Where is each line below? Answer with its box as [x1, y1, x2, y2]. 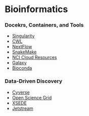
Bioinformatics [5, 4, 68, 15]
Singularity [12, 33, 35, 39]
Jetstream [12, 105, 33, 111]
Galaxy [12, 60, 27, 66]
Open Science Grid [12, 94, 52, 100]
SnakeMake [12, 49, 37, 55]
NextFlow [12, 44, 32, 50]
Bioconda [12, 65, 32, 71]
